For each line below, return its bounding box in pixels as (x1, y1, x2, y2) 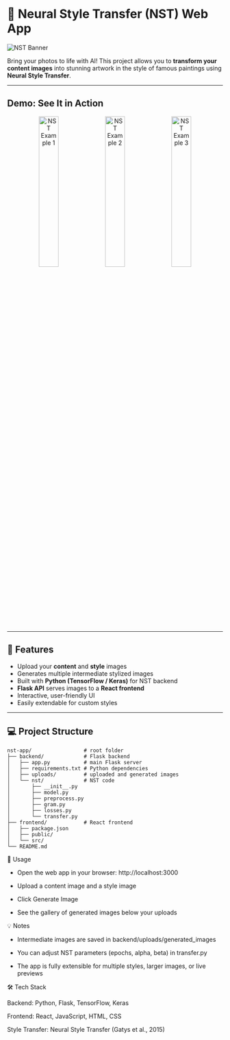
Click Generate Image (16, 895, 79, 903)
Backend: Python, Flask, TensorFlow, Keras (7, 999, 129, 1007)
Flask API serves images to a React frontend (16, 684, 145, 692)
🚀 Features (7, 644, 54, 656)
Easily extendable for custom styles (16, 698, 118, 707)
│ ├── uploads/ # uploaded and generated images (7, 771, 179, 778)
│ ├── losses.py (7, 807, 72, 814)
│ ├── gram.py (7, 801, 66, 808)
